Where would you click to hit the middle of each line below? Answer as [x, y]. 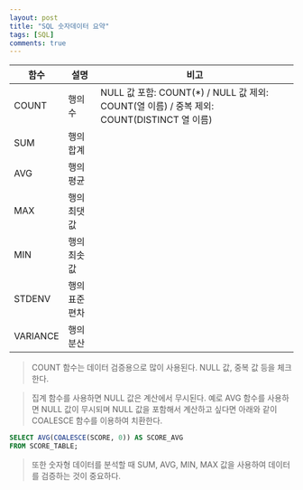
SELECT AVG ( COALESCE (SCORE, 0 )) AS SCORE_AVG [96, 438]
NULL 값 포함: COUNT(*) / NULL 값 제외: [184, 93]
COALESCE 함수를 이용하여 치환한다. [97, 420]
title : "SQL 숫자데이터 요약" [60, 26]
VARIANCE [37, 336]
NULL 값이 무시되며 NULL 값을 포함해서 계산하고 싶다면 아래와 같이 [159, 410]
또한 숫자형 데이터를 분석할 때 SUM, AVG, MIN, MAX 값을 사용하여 [149, 465]
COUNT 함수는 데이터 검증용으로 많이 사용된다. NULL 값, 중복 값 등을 [153, 368]
